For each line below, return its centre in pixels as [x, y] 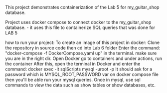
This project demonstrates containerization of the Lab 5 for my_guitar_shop [82, 7]
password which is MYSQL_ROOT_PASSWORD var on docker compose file [82, 74]
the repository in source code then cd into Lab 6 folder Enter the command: [83, 48]
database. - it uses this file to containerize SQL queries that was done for [80, 27]
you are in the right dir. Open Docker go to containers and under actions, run [84, 58]
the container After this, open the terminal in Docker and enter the [73, 64]
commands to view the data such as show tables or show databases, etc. [81, 85]
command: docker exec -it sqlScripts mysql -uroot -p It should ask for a [79, 69]
